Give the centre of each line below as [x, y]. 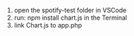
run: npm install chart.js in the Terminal [71, 18]
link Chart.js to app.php [48, 25]
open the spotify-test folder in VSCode [70, 10]
